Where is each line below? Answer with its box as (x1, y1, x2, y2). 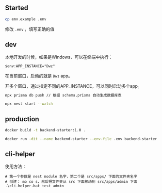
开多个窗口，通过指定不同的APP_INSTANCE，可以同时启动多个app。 (5, 83, 142, 89)
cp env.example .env (5, 16, 47, 21)
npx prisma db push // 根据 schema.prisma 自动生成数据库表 (5, 93, 122, 97)
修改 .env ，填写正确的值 (5, 26, 55, 32)
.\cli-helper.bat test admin (5, 183, 64, 188)
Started (5, 4, 28, 12)
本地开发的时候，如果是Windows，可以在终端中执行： (5, 54, 113, 60)
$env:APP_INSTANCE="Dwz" (5, 64, 55, 68)
